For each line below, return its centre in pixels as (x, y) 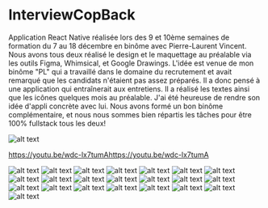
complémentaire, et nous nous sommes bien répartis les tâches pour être (130, 114)
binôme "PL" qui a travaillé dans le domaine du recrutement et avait (120, 71)
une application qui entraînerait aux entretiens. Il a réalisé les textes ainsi (129, 89)
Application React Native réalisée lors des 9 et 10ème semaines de (119, 37)
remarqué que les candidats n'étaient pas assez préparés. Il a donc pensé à (134, 80)
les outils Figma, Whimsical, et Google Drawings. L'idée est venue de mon (131, 63)
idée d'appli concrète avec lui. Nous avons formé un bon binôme (116, 106)
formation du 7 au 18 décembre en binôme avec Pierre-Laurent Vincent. (128, 45)
